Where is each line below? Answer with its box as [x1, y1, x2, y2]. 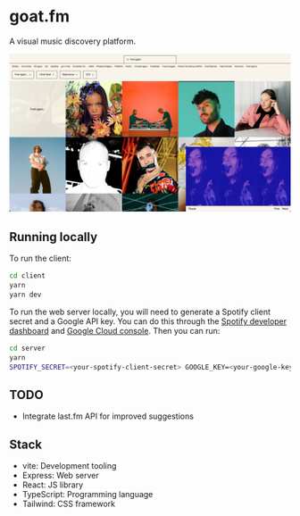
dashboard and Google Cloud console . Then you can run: [9, 325, 221, 336]
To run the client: [9, 253, 71, 264]
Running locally [9, 229, 98, 245]
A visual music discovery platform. [9, 36, 137, 46]
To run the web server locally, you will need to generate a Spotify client [9, 306, 271, 317]
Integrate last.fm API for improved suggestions [21, 411, 195, 421]
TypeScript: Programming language [21, 489, 154, 500]
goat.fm [9, 6, 70, 27]
